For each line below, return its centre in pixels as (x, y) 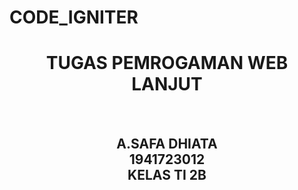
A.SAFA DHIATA (167, 143)
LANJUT (167, 84)
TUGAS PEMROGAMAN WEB (167, 63)
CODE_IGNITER (74, 17)
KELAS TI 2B (167, 174)
